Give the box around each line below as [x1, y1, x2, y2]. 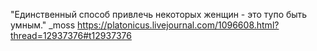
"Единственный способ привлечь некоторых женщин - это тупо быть [10, 9, 308, 20]
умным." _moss [10, 19, 76, 31]
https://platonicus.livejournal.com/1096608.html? [77, 19, 280, 31]
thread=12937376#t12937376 [10, 30, 132, 41]
